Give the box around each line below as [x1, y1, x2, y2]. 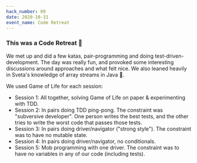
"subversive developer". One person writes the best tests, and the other [14, 112, 189, 119]
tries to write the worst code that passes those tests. [14, 119, 142, 126]
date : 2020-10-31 [6, 14, 49, 20]
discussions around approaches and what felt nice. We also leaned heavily [6, 65, 187, 72]
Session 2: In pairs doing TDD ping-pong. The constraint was [14, 107, 163, 114]
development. [6, 58, 39, 65]
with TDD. [14, 100, 39, 107]
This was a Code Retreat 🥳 [6, 39, 82, 47]
